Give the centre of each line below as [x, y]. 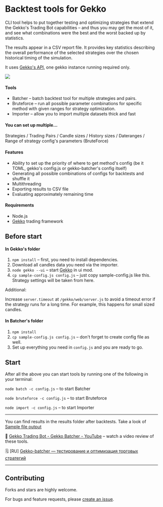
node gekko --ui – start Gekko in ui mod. [53, 270]
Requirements [20, 205]
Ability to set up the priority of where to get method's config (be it [78, 163]
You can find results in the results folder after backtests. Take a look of [76, 422]
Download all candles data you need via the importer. [65, 265]
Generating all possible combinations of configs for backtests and [78, 173]
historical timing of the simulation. [39, 57]
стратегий [16, 458]
